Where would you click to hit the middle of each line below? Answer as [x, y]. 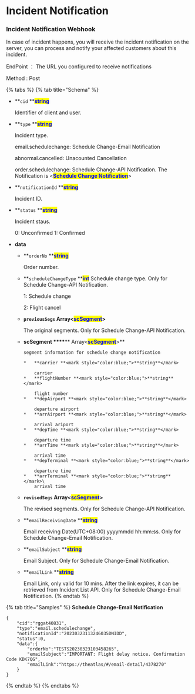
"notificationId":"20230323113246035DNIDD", [72, 634]
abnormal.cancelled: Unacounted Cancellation [71, 158]
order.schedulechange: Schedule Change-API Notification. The [91, 170]
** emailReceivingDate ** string [60, 520]
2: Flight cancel [42, 308]
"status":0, [31, 639]
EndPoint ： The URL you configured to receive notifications [79, 67]
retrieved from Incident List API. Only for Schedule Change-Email [102, 590]
